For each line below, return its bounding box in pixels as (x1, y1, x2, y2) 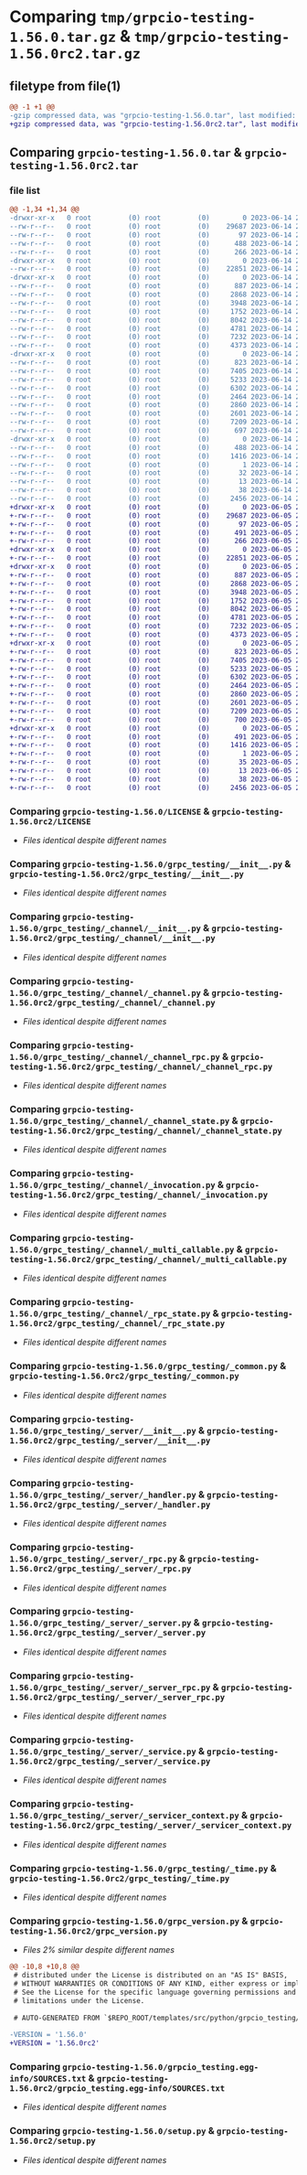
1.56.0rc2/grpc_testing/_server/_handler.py (9, 1499, 211, 1510)
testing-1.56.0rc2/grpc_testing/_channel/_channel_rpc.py (9, 1061, 273, 1072)
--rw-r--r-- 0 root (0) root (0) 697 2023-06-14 (9, 426, 292, 435)
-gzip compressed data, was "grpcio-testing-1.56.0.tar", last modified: (9, 111, 297, 120)
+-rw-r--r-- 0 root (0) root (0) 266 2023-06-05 (9, 537, 292, 546)
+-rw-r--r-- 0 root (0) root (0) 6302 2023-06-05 (9, 672, 292, 682)
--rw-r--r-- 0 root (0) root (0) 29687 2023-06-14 (9, 222, 292, 231)
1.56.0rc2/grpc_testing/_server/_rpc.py (9, 1564, 192, 1574)
